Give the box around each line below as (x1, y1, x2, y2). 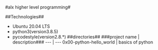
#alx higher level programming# (5, 4, 71, 10)
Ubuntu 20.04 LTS (12, 23, 50, 29)
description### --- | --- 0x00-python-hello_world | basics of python (12, 39, 154, 45)
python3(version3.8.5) (12, 29, 58, 34)
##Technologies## (5, 14, 44, 19)
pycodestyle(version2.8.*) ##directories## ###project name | (12, 34, 140, 40)
